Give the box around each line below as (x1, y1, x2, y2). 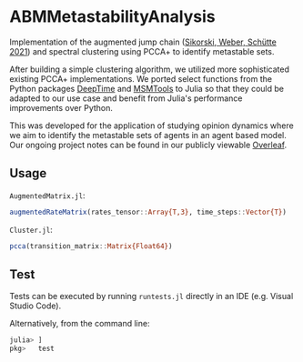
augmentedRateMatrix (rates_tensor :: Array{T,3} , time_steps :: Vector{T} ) (9, 207, 287, 216)
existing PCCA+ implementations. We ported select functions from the (9, 73, 273, 84)
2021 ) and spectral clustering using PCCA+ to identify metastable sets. (9, 45, 275, 56)
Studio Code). (9, 300, 62, 311)
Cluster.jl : (9, 224, 53, 235)
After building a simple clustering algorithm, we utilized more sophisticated (9, 64, 289, 75)
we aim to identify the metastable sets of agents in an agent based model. (9, 129, 287, 140)
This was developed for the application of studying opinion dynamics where (9, 120, 294, 131)
